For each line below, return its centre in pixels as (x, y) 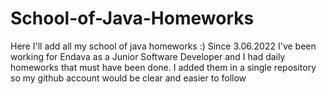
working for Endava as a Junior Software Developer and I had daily (148, 56)
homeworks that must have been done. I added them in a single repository (163, 67)
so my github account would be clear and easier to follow (128, 78)
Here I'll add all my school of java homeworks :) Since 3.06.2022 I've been (163, 46)
